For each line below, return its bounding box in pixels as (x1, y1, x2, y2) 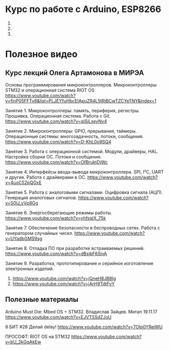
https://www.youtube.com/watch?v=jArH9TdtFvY (12, 281, 115, 287)
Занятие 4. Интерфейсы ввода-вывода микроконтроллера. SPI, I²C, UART (5, 168, 164, 174)
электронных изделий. (5, 266, 54, 272)
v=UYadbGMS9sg (5, 235, 43, 241)
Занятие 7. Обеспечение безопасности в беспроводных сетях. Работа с (5, 225, 160, 231)
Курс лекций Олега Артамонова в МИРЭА (5, 68, 144, 77)
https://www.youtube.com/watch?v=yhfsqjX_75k (5, 215, 106, 221)
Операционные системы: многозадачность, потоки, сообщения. (5, 133, 144, 139)
